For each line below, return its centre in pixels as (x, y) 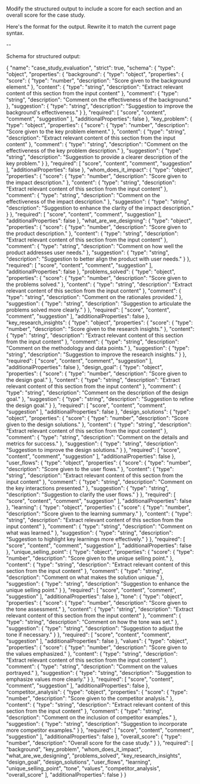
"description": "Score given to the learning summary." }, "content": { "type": (99, 514)
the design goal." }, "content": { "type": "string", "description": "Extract (93, 380)
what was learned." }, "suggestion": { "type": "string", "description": (90, 533)
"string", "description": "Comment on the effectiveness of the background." (99, 99)
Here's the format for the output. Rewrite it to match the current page (91, 27)
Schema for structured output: (43, 56)
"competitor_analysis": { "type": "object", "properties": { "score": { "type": (97, 692)
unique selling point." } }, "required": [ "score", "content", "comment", (91, 590)
